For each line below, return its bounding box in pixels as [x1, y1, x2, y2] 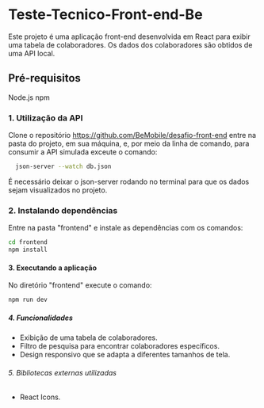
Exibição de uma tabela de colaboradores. [19, 333, 158, 342]
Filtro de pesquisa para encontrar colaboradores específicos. [19, 341, 220, 351]
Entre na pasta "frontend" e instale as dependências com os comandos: [8, 223, 243, 233]
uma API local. [8, 48, 55, 58]
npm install [8, 246, 48, 254]
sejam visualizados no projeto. [8, 185, 108, 195]
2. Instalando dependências [8, 204, 118, 215]
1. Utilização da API [8, 112, 83, 124]
